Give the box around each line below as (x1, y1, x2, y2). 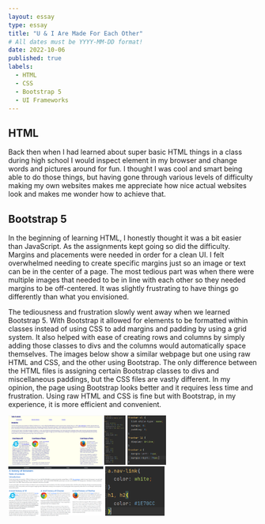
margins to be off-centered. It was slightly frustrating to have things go (8, 284, 239, 292)
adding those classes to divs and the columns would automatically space (8, 341, 247, 350)
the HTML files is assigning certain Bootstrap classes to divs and (8, 366, 220, 375)
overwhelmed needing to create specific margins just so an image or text (8, 258, 247, 268)
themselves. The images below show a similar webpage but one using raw (8, 349, 251, 359)
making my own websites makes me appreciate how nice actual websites (8, 181, 247, 190)
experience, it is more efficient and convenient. (8, 400, 162, 409)
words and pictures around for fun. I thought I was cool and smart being (8, 164, 243, 174)
